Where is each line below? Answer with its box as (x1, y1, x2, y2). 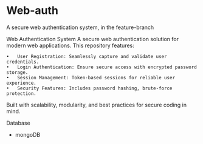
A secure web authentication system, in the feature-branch (6, 24, 154, 31)
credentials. (6, 59, 40, 65)
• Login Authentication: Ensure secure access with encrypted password (6, 64, 198, 70)
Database (6, 119, 30, 126)
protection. (6, 90, 36, 97)
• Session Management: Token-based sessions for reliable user (6, 74, 175, 80)
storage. (6, 69, 29, 76)
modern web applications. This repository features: (6, 42, 135, 49)
